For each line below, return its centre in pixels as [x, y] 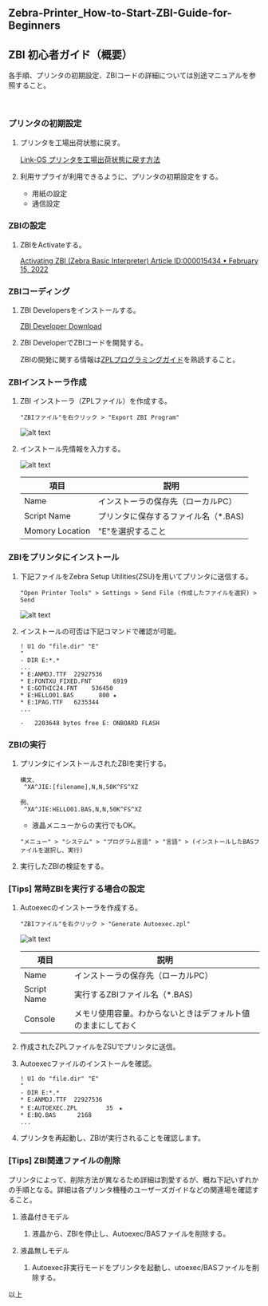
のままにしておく [106, 1026]
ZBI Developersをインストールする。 [80, 310]
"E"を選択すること [132, 531]
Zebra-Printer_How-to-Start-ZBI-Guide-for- [120, 13]
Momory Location [57, 531]
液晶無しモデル [44, 1250]
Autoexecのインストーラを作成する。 [81, 908]
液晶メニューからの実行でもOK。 [86, 825]
